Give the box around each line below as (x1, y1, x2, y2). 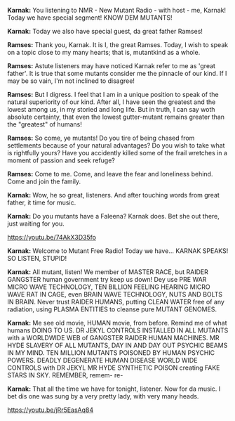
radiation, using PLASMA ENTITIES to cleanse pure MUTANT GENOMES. (7, 305, 217, 313)
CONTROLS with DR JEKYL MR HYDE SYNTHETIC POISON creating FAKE (7, 363, 220, 372)
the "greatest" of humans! (7, 120, 82, 129)
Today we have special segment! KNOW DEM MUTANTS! (7, 13, 173, 22)
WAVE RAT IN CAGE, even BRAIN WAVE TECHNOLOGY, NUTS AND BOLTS (7, 290, 223, 298)
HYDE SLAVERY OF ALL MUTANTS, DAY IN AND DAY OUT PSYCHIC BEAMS (7, 341, 228, 349)
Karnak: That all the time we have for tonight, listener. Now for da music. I (7, 384, 221, 393)
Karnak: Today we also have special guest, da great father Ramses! (7, 27, 203, 35)
